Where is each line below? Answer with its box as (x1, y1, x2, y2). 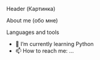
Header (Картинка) (6, 5, 56, 12)
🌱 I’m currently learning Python (15, 41, 94, 47)
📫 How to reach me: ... (15, 47, 74, 54)
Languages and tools (6, 28, 60, 36)
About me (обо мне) (6, 17, 58, 24)
